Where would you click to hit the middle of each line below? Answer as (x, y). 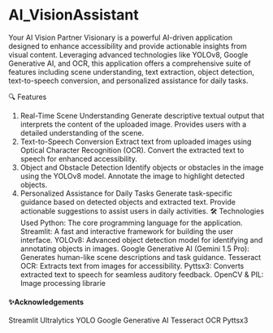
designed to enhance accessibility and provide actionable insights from (128, 45)
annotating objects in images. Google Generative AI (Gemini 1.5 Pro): (134, 249)
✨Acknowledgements (46, 301)
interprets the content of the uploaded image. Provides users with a (133, 124)
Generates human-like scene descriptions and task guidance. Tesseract (141, 257)
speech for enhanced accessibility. (79, 158)
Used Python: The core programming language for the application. (131, 223)
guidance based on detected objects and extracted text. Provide (128, 201)
